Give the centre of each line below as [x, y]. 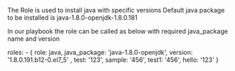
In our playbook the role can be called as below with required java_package [118, 31]
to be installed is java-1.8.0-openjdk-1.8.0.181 [72, 18]
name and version [34, 39]
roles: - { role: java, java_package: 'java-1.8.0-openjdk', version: [100, 52]
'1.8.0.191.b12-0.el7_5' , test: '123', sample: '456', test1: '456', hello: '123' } [113, 60]
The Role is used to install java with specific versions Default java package [116, 10]
